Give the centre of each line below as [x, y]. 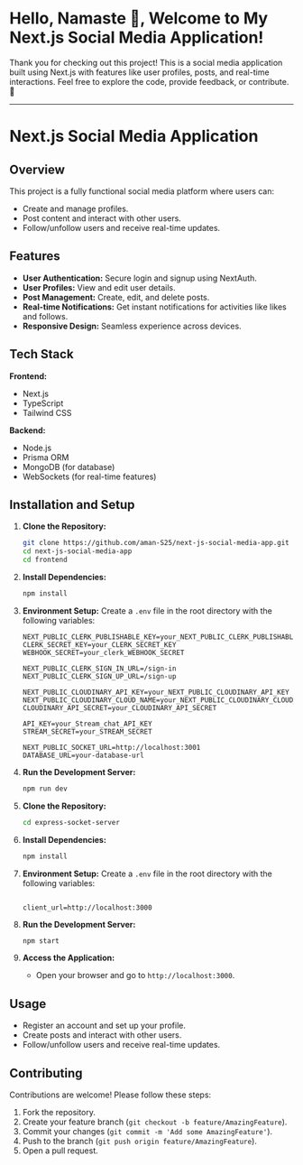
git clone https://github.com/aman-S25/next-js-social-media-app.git [156, 543]
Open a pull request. [60, 1151]
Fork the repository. [59, 1112]
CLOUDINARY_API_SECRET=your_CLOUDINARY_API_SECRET [119, 707]
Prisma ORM [46, 457]
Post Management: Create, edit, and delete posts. [116, 297]
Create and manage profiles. [75, 208]
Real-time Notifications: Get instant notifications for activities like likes [154, 307]
